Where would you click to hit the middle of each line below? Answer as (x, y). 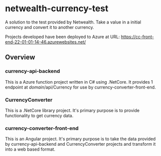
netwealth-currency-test (57, 9)
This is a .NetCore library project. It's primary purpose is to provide (72, 110)
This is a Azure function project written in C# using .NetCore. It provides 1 (79, 82)
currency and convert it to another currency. (50, 27)
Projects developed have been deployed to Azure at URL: (63, 37)
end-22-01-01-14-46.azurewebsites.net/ (46, 42)
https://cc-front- (138, 37)
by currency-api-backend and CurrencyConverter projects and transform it (80, 144)
